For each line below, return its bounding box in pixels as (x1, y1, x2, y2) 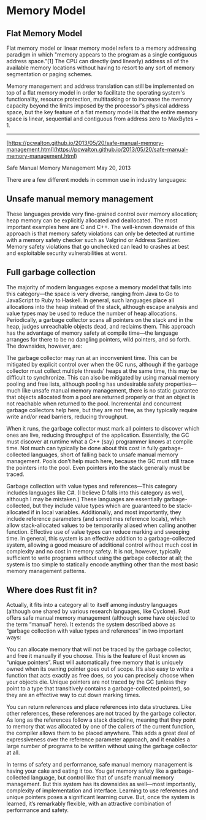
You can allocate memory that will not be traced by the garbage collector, (6, 646, 192, 653)
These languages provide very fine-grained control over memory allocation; (6, 210, 198, 217)
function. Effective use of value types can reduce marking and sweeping (6, 528, 190, 535)
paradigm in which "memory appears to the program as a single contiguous (6, 51, 197, 58)
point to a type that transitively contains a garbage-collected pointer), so (6, 685, 190, 692)
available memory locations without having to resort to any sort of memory (6, 64, 195, 71)
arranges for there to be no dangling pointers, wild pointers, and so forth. (6, 335, 191, 343)
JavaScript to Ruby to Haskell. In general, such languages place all (6, 296, 175, 304)
